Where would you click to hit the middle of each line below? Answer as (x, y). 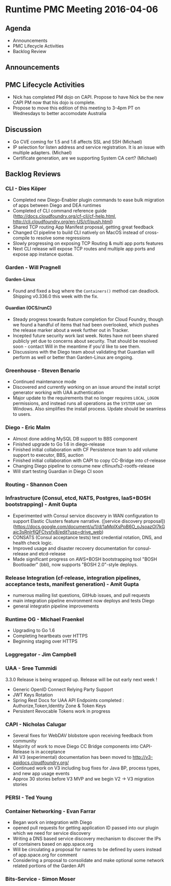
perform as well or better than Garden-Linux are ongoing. (73, 357)
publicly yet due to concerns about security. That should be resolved (85, 341)
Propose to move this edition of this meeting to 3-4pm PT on (76, 108)
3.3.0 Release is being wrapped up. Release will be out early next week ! (81, 679)
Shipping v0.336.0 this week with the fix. (55, 296)
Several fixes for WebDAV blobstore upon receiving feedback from (83, 735)
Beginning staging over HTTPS (45, 641)
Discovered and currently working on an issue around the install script (87, 387)
